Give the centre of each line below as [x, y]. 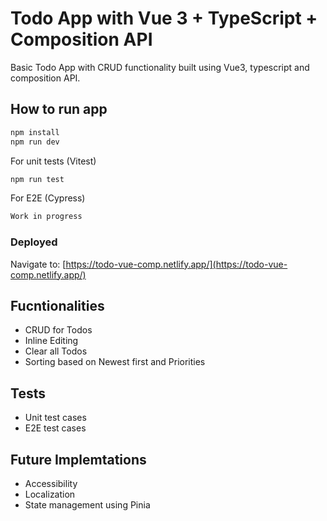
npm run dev [35, 142]
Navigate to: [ [38, 264]
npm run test [37, 179]
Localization [50, 494]
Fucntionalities [57, 305]
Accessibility [51, 483]
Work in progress [46, 217]
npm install [35, 132]
